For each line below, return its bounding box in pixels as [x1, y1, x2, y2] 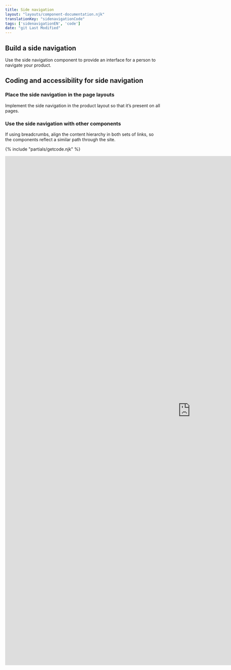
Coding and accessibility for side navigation [5, 77, 144, 85]
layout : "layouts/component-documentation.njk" [5, 12, 105, 17]
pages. [5, 108, 19, 114]
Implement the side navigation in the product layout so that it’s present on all [5, 102, 160, 109]
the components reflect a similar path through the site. [5, 136, 116, 142]
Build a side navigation [5, 44, 77, 52]
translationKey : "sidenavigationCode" [5, 16, 85, 21]
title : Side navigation [5, 7, 54, 12]
